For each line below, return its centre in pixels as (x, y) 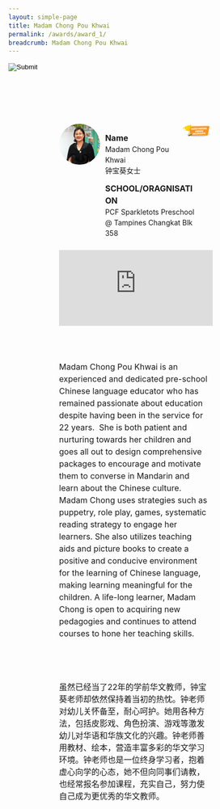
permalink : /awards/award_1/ (57, 34)
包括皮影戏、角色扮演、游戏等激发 (140, 723)
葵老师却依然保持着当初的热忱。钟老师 (132, 699)
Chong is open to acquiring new (120, 609)
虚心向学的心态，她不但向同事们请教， (132, 772)
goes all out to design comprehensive (131, 452)
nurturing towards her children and (125, 440)
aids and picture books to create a (124, 549)
